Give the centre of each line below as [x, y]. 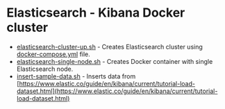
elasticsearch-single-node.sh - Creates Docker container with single [115, 61]
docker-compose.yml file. [53, 54]
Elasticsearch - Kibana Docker [96, 13]
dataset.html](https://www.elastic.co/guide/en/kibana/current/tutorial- [117, 91]
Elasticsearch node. [45, 69]
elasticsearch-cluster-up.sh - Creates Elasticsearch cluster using [109, 47]
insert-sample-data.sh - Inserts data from [76, 76]
